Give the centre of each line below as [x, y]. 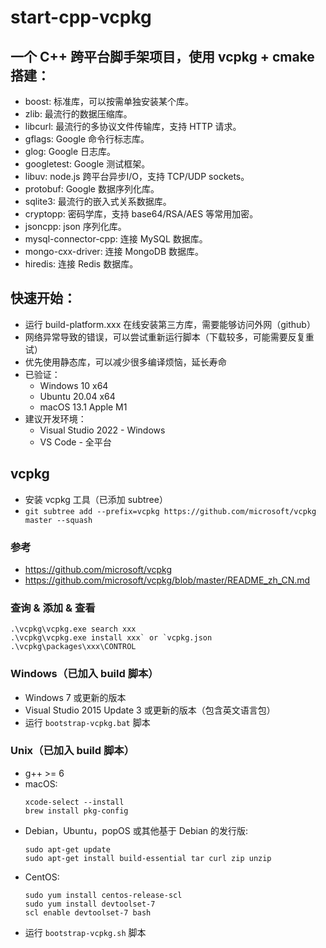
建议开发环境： [55, 418]
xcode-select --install [74, 802]
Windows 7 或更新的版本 [75, 697]
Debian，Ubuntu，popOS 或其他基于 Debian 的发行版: [136, 830]
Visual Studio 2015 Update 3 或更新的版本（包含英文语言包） [150, 710]
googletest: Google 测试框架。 [87, 164]
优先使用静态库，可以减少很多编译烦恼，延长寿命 [125, 362]
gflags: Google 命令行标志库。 [87, 139]
